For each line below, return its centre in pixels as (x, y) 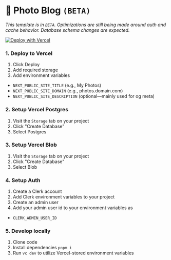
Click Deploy (26, 65)
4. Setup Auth (23, 180)
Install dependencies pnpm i (42, 248)
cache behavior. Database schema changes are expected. (68, 30)
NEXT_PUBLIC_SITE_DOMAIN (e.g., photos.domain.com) (68, 91)
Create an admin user (36, 203)
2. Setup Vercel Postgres (37, 110)
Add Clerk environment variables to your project (63, 197)
